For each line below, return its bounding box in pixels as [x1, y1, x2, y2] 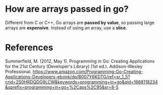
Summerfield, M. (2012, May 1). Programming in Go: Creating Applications [5, 58, 155, 64]
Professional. [5, 69, 32, 74]
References [5, 42, 53, 53]
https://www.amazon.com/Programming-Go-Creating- [33, 69, 143, 74]
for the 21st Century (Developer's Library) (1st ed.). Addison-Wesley [5, 63, 143, 69]
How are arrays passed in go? [5, 3, 129, 15]
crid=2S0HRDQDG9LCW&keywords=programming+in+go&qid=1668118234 [5, 79, 158, 85]
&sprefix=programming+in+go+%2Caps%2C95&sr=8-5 [5, 84, 119, 90]
